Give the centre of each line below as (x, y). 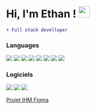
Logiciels (20, 75)
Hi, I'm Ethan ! (41, 14)
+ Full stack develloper (37, 30)
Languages (23, 45)
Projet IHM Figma (27, 100)
